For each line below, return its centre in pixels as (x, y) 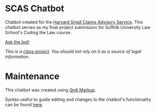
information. (17, 56)
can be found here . (24, 104)
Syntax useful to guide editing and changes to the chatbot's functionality (78, 99)
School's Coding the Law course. (38, 32)
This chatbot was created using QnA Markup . (51, 90)
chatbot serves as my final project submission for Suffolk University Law (78, 27)
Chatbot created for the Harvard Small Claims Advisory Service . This (74, 22)
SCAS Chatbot (35, 9)
